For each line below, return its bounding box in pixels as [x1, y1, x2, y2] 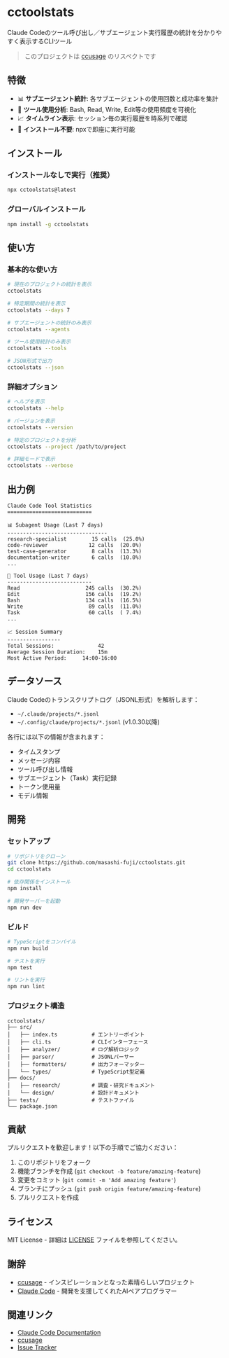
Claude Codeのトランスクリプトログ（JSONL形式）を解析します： [7, 695, 200, 704]
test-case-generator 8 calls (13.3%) [7, 548, 142, 555]
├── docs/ [7, 1074, 36, 1081]
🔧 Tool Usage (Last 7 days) [7, 572, 89, 580]
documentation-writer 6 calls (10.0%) [7, 554, 142, 561]
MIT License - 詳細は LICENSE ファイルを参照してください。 [7, 1235, 182, 1244]
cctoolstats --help [7, 405, 64, 412]
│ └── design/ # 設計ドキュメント [7, 1089, 140, 1096]
